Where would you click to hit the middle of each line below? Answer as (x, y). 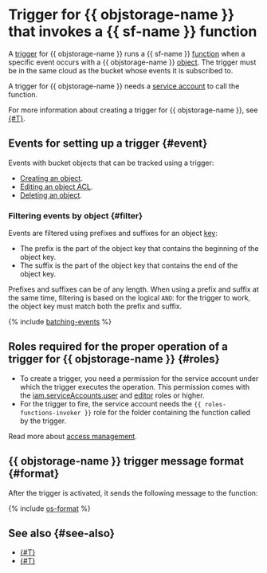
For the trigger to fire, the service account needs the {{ (110, 403)
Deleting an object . (51, 195)
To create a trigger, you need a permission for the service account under (139, 378)
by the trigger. (43, 421)
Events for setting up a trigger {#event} (108, 144)
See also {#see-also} (62, 534)
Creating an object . (51, 178)
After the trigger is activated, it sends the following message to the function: (133, 493)
